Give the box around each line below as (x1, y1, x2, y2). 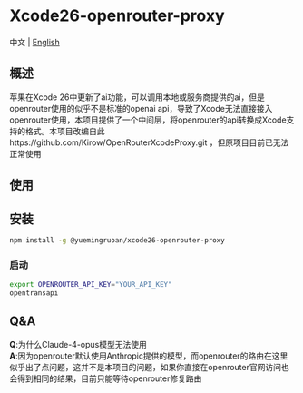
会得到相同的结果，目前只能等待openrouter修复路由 (9, 373, 202, 384)
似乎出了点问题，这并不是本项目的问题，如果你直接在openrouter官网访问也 (9, 361, 289, 372)
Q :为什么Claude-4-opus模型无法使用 (9, 339, 147, 349)
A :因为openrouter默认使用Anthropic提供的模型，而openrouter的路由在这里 (9, 350, 288, 361)
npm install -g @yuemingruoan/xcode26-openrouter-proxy (9, 235, 225, 245)
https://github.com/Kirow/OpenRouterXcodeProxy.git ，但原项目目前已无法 (9, 137, 289, 148)
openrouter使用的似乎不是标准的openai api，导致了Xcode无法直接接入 (9, 103, 273, 113)
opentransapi (9, 289, 59, 298)
